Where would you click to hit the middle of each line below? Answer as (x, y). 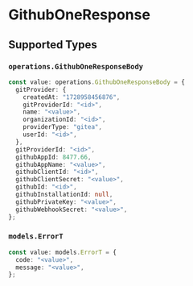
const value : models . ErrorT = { (62, 252)
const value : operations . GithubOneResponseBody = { (96, 82)
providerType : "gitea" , (63, 127)
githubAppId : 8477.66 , (53, 157)
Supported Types (53, 45)
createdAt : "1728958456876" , (72, 97)
